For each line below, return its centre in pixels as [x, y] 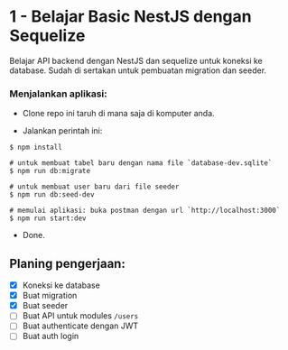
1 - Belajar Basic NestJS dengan [130, 17]
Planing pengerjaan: [68, 263]
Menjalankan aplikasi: [58, 94]
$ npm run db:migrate [50, 171]
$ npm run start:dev [48, 218]
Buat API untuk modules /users [80, 316]
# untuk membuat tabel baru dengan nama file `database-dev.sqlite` [141, 163]
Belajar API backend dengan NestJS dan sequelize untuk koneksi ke [136, 60]
